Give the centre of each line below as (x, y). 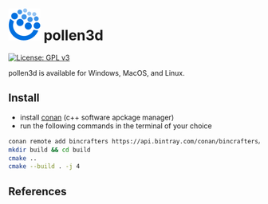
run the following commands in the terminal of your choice (116, 126)
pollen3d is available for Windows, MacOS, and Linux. (97, 73)
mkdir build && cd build (49, 150)
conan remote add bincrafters (59, 141)
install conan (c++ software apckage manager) (97, 117)
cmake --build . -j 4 (44, 167)
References (37, 191)
